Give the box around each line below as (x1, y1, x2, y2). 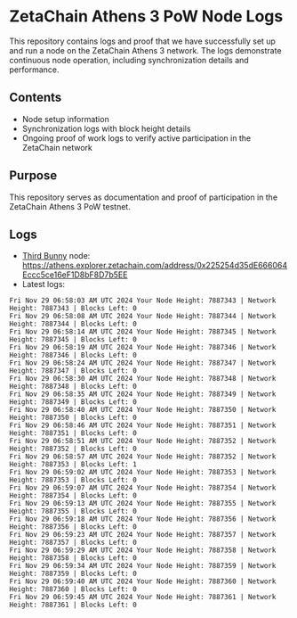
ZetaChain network (21, 142, 93, 152)
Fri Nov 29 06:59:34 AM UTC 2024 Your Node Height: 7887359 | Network (9, 562, 277, 571)
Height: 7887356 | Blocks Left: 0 (9, 523, 138, 531)
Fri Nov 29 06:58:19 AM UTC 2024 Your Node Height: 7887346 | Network (9, 343, 277, 352)
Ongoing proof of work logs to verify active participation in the (21, 132, 252, 144)
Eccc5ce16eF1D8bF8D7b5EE (21, 269, 128, 280)
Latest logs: (21, 279, 65, 290)
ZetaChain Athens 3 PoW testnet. (9, 201, 131, 211)
